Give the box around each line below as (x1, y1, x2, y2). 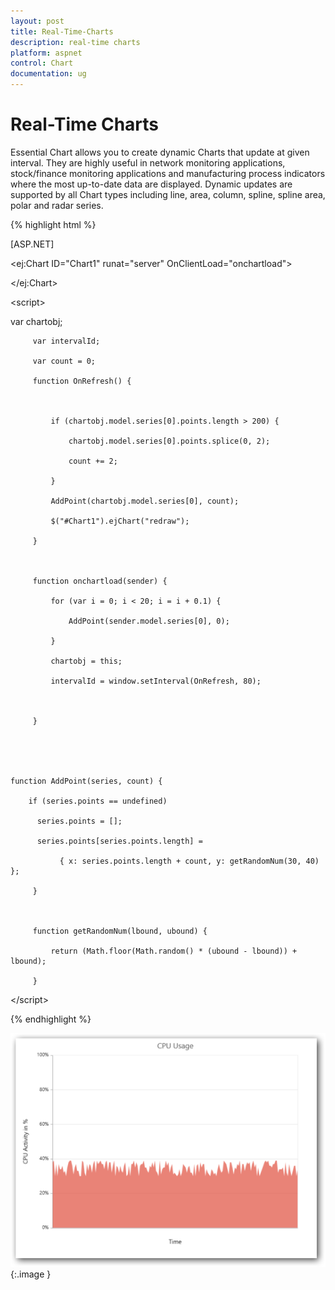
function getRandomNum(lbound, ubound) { (32, 926, 208, 936)
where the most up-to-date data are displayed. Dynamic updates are (10, 178, 293, 190)
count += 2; (68, 456, 118, 466)
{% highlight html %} (10, 218, 97, 230)
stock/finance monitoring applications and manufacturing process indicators (10, 167, 326, 179)
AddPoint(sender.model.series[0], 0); (68, 616, 230, 626)
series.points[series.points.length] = (36, 836, 203, 846)
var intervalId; (32, 336, 101, 346)
